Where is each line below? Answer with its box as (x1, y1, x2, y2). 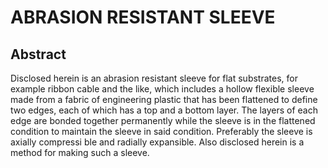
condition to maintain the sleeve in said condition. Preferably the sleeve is (10, 126, 313, 137)
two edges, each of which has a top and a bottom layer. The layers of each (10, 104, 318, 116)
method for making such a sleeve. (10, 147, 150, 158)
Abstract (10, 46, 67, 63)
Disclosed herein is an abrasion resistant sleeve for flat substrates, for (10, 72, 298, 84)
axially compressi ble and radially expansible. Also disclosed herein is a (10, 136, 305, 148)
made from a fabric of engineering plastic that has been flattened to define (10, 94, 318, 105)
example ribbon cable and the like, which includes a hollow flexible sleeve (10, 83, 315, 95)
